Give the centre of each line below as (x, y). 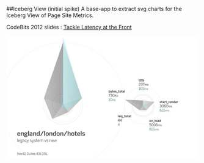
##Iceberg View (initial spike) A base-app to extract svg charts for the (94, 9)
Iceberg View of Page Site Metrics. (50, 15)
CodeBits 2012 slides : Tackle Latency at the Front (69, 27)
